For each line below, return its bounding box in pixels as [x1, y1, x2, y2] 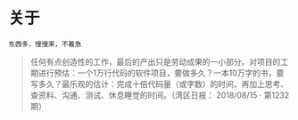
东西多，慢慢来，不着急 [8, 39, 82, 49]
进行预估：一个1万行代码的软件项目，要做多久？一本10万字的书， [37, 68, 277, 78]
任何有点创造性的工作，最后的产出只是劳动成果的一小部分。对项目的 [29, 56, 281, 67]
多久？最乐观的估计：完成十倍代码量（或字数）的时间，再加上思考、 [37, 78, 289, 89]
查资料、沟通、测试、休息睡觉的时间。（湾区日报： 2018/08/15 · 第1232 [29, 90, 290, 100]
